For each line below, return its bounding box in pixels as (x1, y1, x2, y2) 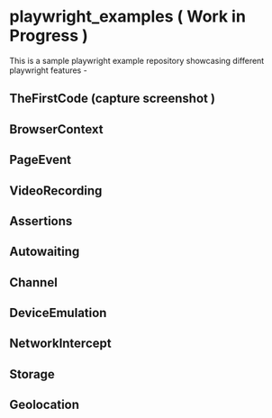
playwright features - (9, 65, 87, 76)
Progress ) (9, 25, 88, 46)
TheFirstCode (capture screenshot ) (9, 91, 216, 106)
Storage (9, 367, 56, 382)
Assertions (9, 214, 73, 229)
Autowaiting (9, 244, 80, 259)
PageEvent (9, 152, 72, 168)
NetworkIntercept (9, 336, 112, 351)
